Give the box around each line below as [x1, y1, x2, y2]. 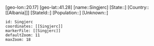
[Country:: [127, 5, 149, 10]
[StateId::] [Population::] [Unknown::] [30, 10, 109, 16]
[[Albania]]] [5, 10, 30, 16]
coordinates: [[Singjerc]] [5, 24, 63, 29]
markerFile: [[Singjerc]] [5, 28, 61, 33]
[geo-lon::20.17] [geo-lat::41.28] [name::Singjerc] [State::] [5, 5, 127, 10]
